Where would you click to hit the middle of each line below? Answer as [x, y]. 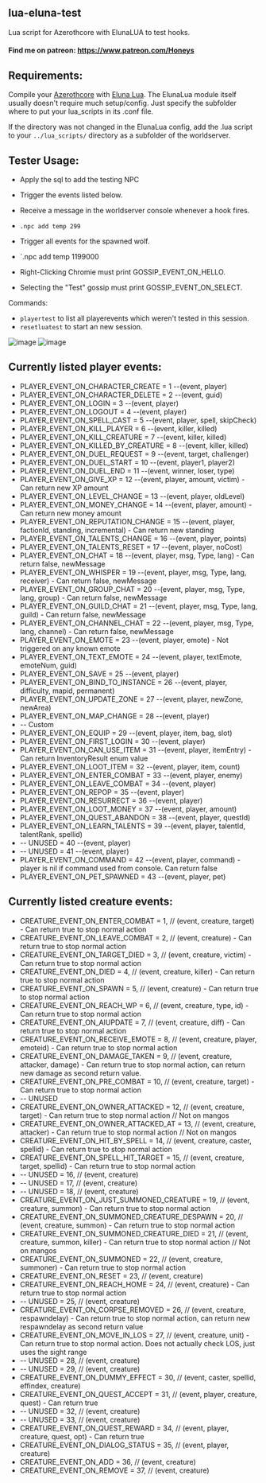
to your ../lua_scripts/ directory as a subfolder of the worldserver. [120, 135]
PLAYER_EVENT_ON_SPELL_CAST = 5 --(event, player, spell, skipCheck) [138, 420]
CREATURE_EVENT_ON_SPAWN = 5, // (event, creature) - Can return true [139, 988]
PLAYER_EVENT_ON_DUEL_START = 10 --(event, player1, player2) [127, 462]
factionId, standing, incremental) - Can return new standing [117, 530]
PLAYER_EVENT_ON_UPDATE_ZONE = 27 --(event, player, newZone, [131, 699]
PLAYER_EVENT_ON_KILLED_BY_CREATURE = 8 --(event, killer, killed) [134, 446]
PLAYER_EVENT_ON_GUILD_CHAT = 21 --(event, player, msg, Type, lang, [139, 606]
